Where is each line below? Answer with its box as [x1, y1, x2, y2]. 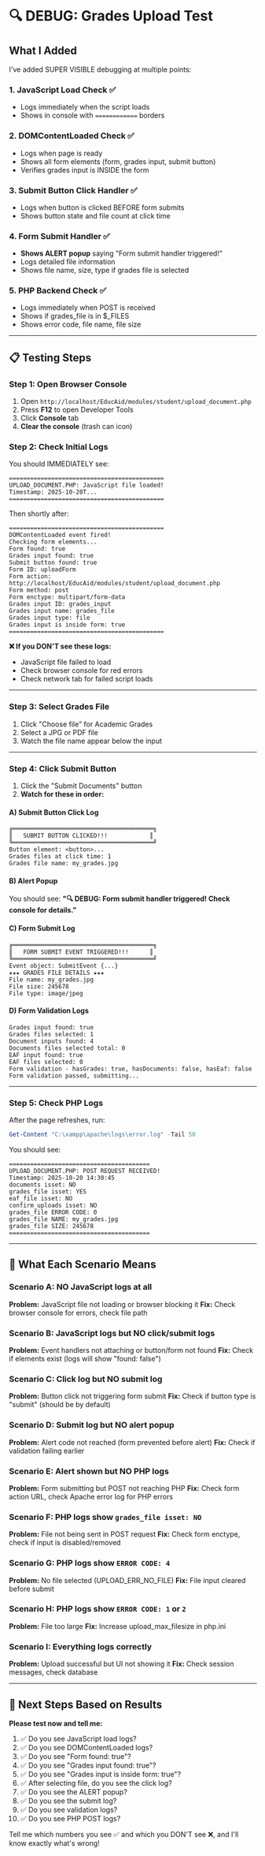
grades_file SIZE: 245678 [9, 1223, 94, 1230]
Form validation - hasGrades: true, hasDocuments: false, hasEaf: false [9, 1065, 252, 1073]
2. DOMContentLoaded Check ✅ [9, 130, 134, 141]
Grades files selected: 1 [9, 1030, 94, 1038]
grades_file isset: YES [9, 1188, 87, 1196]
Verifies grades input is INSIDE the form [20, 165, 149, 174]
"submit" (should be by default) [9, 1400, 111, 1410]
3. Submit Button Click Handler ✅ [9, 185, 138, 196]
